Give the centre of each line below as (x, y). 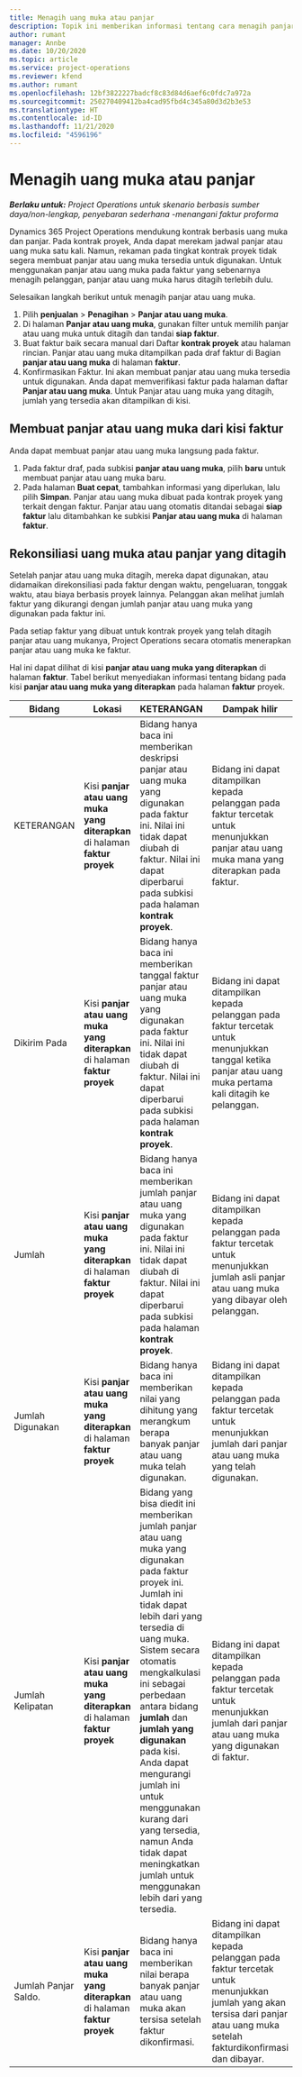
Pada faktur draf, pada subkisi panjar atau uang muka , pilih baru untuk (154, 468)
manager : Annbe (38, 43)
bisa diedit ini (168, 1504)
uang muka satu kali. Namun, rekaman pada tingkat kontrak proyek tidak (143, 251)
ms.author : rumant (44, 85)
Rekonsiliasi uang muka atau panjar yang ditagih (148, 554)
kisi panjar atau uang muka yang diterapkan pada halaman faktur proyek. (147, 687)
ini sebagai (163, 1684)
